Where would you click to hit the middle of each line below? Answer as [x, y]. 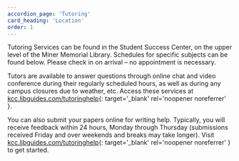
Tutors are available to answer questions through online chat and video [112, 76]
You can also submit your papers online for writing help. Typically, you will [116, 120]
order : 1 [20, 27]
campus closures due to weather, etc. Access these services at [101, 91]
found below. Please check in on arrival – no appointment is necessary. [112, 62]
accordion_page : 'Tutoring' [49, 14]
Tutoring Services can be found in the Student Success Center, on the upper [120, 48]
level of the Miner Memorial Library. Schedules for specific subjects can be [118, 55]
